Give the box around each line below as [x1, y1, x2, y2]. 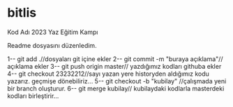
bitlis [7, 5, 37, 21]
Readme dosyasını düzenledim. [7, 41, 97, 49]
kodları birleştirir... [7, 92, 59, 100]
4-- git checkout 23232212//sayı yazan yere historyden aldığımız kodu [7, 69, 209, 78]
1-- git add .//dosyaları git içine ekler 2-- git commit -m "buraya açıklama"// [7, 54, 223, 63]
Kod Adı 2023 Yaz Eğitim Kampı [7, 28, 98, 36]
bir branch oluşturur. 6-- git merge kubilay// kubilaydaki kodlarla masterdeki [7, 84, 225, 92]
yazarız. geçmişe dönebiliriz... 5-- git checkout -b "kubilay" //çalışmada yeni [7, 76, 227, 85]
